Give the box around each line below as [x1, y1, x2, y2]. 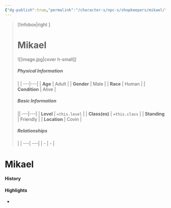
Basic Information [17, 98, 57, 104]
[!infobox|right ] [17, 21, 51, 28]
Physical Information [17, 68, 63, 74]
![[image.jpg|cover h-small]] [17, 56, 77, 62]
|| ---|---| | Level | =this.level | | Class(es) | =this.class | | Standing [17, 111, 165, 117]
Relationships [17, 128, 47, 134]
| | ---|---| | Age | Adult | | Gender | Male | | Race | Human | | [17, 81, 145, 87]
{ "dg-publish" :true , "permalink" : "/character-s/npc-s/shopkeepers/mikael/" [5, 7, 167, 13]
